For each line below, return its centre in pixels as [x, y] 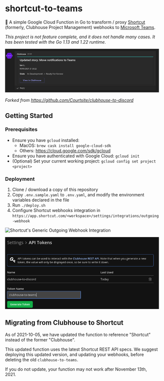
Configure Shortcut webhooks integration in [56, 211]
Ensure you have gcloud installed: [46, 140]
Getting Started [29, 116]
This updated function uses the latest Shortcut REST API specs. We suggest [82, 349]
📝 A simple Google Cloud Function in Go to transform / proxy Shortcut [75, 22]
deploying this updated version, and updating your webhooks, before [74, 354]
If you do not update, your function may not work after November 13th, [76, 369]
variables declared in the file [41, 200]
